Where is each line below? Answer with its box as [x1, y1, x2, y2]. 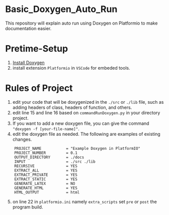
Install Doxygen [12, 59, 45, 66]
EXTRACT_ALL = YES [14, 168, 78, 173]
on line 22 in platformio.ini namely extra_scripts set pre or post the [12, 198, 157, 204]
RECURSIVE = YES [14, 163, 78, 168]
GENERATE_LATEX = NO [14, 181, 75, 186]
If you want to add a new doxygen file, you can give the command [12, 120, 149, 126]
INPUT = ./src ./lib [14, 159, 96, 164]
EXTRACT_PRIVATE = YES [14, 172, 78, 177]
